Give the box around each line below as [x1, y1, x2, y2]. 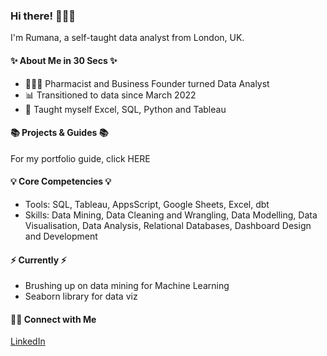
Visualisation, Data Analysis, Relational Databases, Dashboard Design [24, 219, 312, 231]
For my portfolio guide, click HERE [10, 152, 151, 164]
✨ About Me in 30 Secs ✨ [10, 54, 118, 66]
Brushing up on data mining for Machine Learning [24, 280, 230, 292]
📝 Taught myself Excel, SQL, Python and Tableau [24, 103, 227, 115]
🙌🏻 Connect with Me [10, 313, 97, 325]
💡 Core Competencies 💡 [10, 175, 112, 188]
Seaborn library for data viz [24, 290, 138, 303]
